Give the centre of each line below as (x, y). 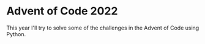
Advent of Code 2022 (62, 11)
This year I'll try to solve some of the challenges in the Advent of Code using (103, 28)
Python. (16, 34)
